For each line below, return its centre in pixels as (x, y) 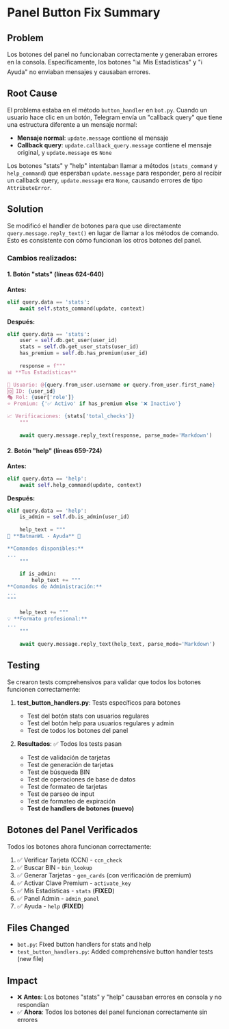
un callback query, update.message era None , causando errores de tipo (105, 180)
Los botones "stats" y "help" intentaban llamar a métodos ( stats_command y (112, 165)
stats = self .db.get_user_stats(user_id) (79, 347)
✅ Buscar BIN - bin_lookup (54, 867)
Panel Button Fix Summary (84, 13)
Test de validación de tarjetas (69, 757)
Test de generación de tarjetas (70, 764)
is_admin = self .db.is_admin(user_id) (75, 517)
